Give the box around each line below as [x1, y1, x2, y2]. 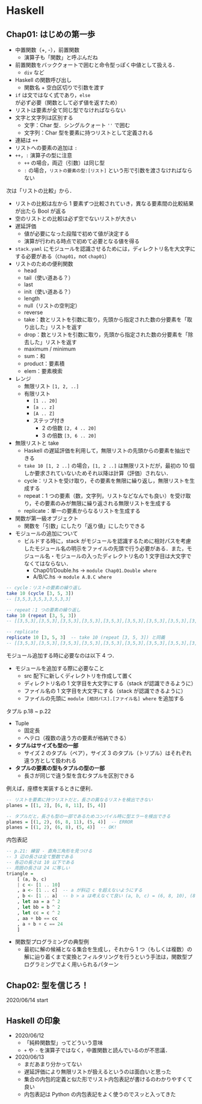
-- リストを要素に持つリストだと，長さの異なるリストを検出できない [6, 797, 153, 803]
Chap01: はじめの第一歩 [6, 29, 96, 39]
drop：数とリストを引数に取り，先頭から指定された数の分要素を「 [23, 331, 188, 338]
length [23, 295, 40, 302]
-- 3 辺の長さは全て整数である [6, 854, 74, 860]
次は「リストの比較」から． [6, 187, 75, 194]
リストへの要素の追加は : [14, 144, 78, 151]
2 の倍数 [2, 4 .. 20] [41, 424, 97, 431]
